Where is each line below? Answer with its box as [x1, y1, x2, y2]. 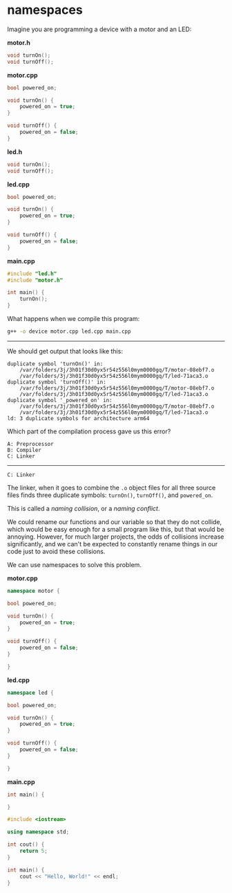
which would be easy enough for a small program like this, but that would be [7, 525, 224, 533]
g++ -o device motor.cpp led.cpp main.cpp [7, 328, 131, 335]
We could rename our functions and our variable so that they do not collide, [7, 517, 222, 526]
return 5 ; [19, 848, 48, 855]
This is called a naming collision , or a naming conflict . [7, 504, 160, 512]
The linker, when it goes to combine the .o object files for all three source [7, 483, 216, 492]
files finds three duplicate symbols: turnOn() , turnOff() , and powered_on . [7, 491, 213, 499]
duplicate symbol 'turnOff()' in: [7, 379, 107, 385]
